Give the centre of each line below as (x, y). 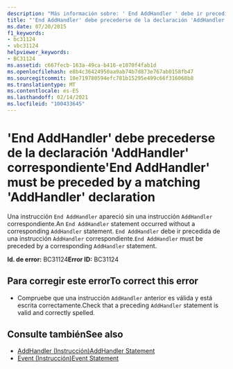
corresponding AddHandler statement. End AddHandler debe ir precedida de (114, 231)
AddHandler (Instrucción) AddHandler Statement (86, 351)
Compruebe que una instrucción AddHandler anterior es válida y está (115, 298)
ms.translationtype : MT (42, 85)
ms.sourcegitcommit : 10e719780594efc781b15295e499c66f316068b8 (101, 78)
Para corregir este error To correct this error (103, 281)
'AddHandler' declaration (81, 197)
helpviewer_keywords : (38, 53)
